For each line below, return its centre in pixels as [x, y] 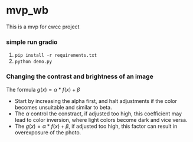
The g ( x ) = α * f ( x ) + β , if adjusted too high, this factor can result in [96, 126]
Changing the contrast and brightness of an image [80, 76]
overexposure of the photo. [48, 132]
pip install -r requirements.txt [56, 56]
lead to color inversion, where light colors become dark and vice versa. [101, 120]
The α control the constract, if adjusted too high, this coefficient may [98, 114]
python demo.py [33, 62]
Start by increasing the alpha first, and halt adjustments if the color [96, 101]
